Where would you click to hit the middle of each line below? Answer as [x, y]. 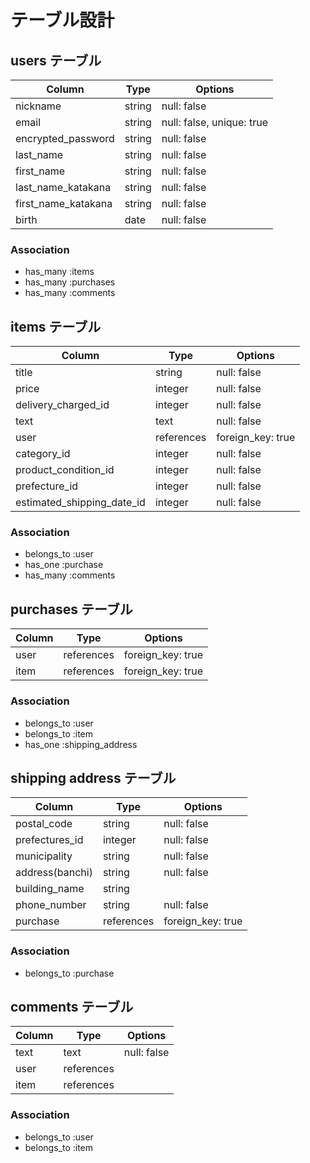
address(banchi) [54, 873]
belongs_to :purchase [69, 973]
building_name [50, 889]
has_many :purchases [70, 282]
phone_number [51, 905]
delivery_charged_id [62, 405]
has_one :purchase [64, 565]
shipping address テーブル [93, 777]
